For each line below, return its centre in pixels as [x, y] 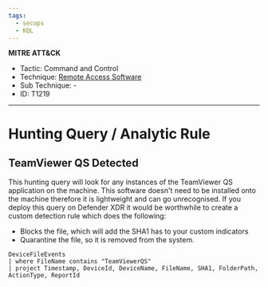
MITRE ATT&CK [35, 53]
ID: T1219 [35, 94]
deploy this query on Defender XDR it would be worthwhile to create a [123, 207]
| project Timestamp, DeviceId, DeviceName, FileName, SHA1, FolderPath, [134, 269]
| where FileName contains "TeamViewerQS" [80, 261]
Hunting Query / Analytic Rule [109, 134]
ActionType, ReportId [44, 276]
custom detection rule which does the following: [87, 216]
